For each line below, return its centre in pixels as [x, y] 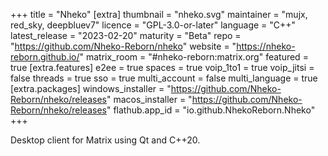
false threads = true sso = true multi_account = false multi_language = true [164, 78]
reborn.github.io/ [45, 57]
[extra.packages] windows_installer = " [91, 88]
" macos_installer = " [149, 99]
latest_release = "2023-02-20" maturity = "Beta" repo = [126, 35]
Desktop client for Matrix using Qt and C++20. [105, 140]
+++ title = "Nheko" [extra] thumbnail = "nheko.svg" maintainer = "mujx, [159, 14]
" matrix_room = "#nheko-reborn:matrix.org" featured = [194, 57]
